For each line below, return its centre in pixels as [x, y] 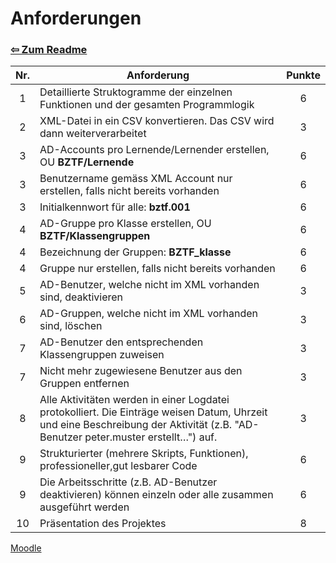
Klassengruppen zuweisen [102, 355]
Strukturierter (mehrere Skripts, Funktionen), [144, 454]
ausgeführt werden [84, 507]
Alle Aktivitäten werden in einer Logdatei [134, 400]
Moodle [26, 548]
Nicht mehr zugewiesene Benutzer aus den [141, 371]
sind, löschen [71, 326]
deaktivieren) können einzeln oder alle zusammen [156, 495]
